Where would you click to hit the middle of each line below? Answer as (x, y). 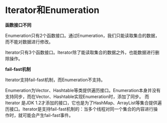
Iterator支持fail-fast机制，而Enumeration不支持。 (55, 80)
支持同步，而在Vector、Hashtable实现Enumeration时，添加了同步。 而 (77, 96)
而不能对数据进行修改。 (29, 42)
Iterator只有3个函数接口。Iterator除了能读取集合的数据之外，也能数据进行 (80, 52)
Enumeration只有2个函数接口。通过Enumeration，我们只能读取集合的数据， (83, 35)
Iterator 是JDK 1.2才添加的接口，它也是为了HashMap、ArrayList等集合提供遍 (83, 103)
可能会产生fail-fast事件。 (48, 115)
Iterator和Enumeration (52, 10)
